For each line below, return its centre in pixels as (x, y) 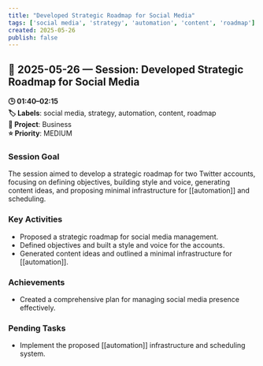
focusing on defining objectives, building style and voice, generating (119, 182)
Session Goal (34, 156)
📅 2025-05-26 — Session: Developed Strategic (126, 69)
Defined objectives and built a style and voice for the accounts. (122, 245)
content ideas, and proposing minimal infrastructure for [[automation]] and (129, 191)
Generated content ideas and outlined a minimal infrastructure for (126, 253)
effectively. (37, 308)
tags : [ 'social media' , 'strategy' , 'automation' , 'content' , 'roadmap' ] (132, 23)
